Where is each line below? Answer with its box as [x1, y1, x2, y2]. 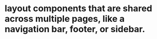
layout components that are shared [4, 3, 153, 14]
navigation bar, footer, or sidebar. [4, 24, 145, 35]
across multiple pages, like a [4, 13, 125, 24]
